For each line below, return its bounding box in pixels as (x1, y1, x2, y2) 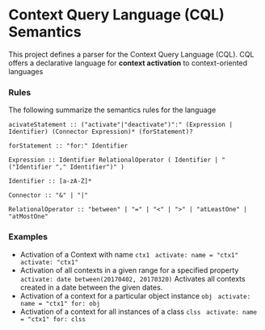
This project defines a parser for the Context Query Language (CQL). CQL (8, 49, 254, 59)
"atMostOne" (8, 212, 48, 221)
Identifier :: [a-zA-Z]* (8, 178, 92, 186)
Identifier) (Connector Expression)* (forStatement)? (8, 127, 194, 136)
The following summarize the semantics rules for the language (8, 105, 217, 115)
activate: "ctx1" (19, 258, 79, 266)
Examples (8, 232, 48, 243)
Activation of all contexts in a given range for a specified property (19, 265, 239, 275)
